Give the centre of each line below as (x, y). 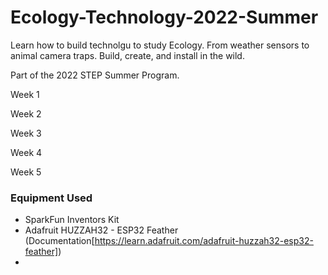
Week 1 (25, 94)
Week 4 (26, 152)
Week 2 (26, 113)
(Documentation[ (59, 241)
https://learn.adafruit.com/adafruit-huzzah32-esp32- (204, 241)
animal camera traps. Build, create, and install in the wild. (127, 55)
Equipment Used (51, 198)
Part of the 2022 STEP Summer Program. (95, 75)
